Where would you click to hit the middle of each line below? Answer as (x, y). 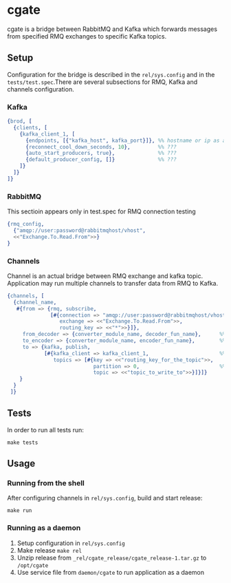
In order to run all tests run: (46, 430)
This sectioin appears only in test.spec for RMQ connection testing (101, 211)
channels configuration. (41, 89)
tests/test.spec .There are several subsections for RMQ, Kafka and (102, 82)
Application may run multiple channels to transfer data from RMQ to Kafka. (113, 283)
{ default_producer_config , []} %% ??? (101, 160)
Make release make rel (49, 550)
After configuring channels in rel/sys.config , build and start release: (105, 498)
